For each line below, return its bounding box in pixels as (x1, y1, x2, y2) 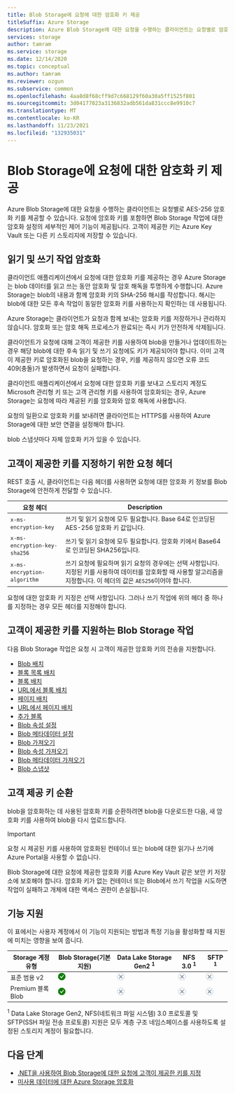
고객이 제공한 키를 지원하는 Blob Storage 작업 (7, 625, 194, 636)
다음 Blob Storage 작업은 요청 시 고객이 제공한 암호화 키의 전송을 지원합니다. (7, 644, 216, 653)
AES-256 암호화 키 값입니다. (65, 523, 145, 531)
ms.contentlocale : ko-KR (7, 115, 80, 122)
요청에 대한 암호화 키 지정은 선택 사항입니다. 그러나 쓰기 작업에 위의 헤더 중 (7, 593, 211, 601)
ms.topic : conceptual (7, 63, 71, 70)
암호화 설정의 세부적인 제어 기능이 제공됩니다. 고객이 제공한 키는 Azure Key (7, 222, 212, 230)
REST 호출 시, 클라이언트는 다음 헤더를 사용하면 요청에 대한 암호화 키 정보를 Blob (7, 478, 227, 486)
